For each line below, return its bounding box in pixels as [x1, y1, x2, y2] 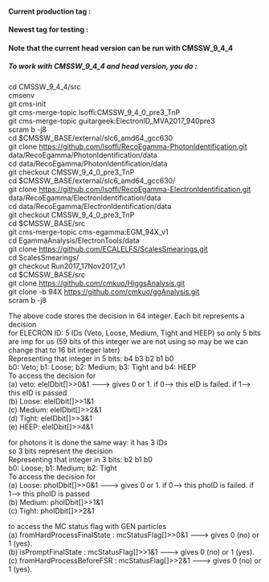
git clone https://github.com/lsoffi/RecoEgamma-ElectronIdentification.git [8, 184, 251, 194]
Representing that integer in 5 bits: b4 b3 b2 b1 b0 [8, 354, 174, 363]
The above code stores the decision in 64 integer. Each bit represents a [8, 310, 245, 321]
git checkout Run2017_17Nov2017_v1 [8, 261, 126, 271]
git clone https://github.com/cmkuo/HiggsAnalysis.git [8, 278, 185, 288]
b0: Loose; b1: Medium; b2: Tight [8, 463, 117, 473]
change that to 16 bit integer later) [8, 345, 120, 355]
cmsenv [8, 90, 35, 100]
